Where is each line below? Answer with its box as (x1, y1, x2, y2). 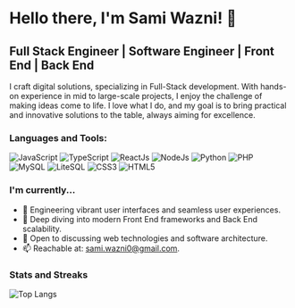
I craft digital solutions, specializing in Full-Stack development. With (9, 81, 259, 92)
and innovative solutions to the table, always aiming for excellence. (9, 110, 257, 120)
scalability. (21, 223, 63, 234)
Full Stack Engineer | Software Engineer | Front (9, 44, 275, 59)
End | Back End (9, 57, 95, 72)
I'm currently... (9, 184, 76, 196)
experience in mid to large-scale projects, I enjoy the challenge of (21, 91, 263, 101)
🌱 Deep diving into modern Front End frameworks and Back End (21, 213, 257, 224)
